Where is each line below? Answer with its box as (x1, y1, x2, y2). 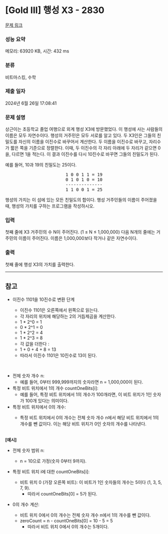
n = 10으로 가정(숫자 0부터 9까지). (19, 458, 86, 464)
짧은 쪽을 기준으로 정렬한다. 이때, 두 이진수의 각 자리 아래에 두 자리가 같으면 (10, 145, 157, 151)
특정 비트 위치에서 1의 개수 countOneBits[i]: (12, 385, 98, 391)
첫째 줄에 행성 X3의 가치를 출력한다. (5, 261, 75, 267)
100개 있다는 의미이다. (25, 397, 69, 403)
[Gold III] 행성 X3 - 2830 (5, 4, 104, 16)
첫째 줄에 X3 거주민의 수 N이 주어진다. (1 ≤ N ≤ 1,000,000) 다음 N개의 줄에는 (5, 229, 155, 235)
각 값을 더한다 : (19, 340, 49, 346)
